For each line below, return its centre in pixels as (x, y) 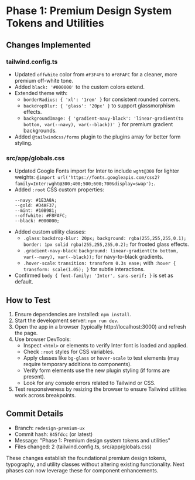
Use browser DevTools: (43, 339)
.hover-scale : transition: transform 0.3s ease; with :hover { (100, 263)
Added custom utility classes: (50, 232)
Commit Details (35, 414)
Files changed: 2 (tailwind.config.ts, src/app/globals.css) (83, 447)
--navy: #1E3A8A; (36, 201)
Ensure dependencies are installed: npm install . (73, 314)
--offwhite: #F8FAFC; (41, 216)
